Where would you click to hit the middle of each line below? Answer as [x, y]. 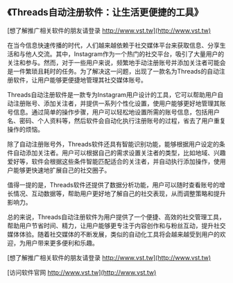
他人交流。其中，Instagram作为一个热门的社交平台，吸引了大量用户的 [124, 53]
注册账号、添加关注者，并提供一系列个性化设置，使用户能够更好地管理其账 [119, 103]
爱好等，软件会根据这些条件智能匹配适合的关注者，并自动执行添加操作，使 [113, 161]
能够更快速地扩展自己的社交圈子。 [62, 170]
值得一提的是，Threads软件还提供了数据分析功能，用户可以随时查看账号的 [113, 185]
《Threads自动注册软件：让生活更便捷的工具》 [105, 12]
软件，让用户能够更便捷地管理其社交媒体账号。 [80, 80]
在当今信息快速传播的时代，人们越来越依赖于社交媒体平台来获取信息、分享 [113, 45]
